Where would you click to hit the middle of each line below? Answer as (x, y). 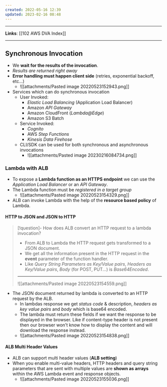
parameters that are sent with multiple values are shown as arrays (81, 369)
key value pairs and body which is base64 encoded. (73, 309)
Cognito (35, 129)
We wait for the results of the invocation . (55, 66)
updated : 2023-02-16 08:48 (33, 14)
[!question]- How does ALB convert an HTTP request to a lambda (84, 228)
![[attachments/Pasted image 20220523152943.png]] (75, 87)
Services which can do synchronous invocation (61, 92)
